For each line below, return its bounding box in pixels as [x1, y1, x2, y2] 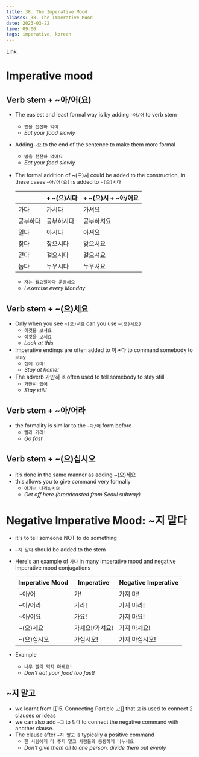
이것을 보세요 [24, 334, 52, 340]
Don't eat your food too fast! [24, 669, 95, 676]
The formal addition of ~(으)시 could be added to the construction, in [14, 172, 186, 179]
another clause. [14, 725, 54, 732]
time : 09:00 [6, 25, 36, 32]
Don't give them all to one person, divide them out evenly [24, 744, 166, 752]
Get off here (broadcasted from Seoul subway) [24, 490, 141, 498]
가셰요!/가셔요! [74, 623, 113, 632]
